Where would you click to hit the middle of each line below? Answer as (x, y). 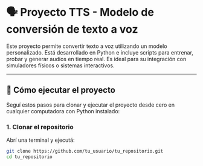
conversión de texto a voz (72, 29)
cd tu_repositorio (29, 157)
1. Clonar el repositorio (40, 127)
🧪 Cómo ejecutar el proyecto (61, 90)
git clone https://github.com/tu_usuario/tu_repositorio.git (85, 151)
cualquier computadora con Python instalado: (63, 111)
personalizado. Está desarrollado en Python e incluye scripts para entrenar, (100, 52)
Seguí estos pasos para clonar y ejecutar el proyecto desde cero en (91, 105)
